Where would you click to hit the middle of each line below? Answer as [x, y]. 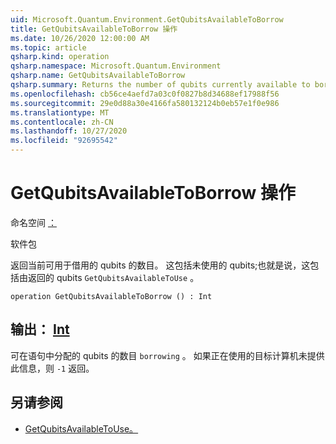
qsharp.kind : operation [60, 57]
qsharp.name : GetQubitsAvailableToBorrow [98, 76]
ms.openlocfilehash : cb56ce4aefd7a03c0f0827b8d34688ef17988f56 [145, 94]
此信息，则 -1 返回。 [52, 368]
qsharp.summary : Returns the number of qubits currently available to [160, 85]
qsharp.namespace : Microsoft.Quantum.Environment [116, 66]
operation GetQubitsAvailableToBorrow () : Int [111, 296]
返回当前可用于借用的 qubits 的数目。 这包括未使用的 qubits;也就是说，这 [160, 265]
